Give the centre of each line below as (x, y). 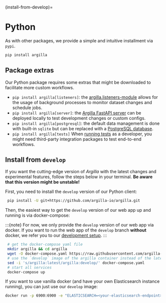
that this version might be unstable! (42, 182)
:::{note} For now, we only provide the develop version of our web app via (80, 225)
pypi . (10, 46)
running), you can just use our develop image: (51, 287)
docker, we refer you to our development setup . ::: (56, 235)
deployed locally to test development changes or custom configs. (79, 118)
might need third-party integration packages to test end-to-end (77, 139)
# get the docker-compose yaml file (45, 245)
